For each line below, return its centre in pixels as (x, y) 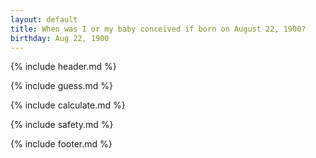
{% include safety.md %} (62, 125)
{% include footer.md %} (61, 144)
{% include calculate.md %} (68, 105)
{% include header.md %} (63, 67)
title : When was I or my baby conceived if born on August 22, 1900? (158, 29)
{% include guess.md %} (61, 86)
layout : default (44, 19)
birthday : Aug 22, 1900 (60, 38)
